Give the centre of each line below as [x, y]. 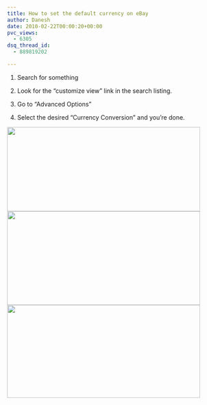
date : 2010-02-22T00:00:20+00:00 [55, 26]
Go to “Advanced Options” [54, 104]
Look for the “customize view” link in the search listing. [95, 91]
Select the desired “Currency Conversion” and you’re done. [101, 117]
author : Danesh [29, 20]
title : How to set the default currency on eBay [78, 13]
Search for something [48, 77]
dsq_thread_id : [29, 45]
